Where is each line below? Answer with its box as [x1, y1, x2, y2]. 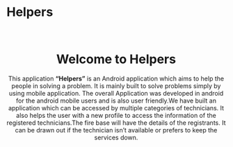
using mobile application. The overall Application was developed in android [8, 89, 224, 97]
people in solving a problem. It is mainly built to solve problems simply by [11, 81, 221, 90]
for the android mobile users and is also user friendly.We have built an [15, 96, 217, 105]
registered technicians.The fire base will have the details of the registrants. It [6, 119, 226, 127]
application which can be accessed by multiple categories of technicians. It [8, 103, 224, 112]
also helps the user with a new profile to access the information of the [16, 111, 216, 119]
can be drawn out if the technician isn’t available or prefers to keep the [15, 126, 218, 134]
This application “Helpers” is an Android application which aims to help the [8, 74, 224, 83]
